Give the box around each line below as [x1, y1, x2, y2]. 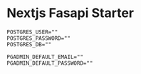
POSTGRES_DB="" [6, 41, 52, 48]
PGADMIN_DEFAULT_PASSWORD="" [6, 59, 93, 67]
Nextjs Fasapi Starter [6, 5, 135, 21]
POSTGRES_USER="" [6, 28, 58, 36]
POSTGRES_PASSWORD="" [6, 34, 71, 42]
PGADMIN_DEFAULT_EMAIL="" [6, 53, 83, 60]
